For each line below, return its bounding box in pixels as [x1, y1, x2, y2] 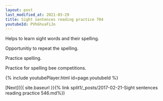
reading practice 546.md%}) [5, 90, 65, 96]
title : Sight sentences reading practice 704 [5, 17, 103, 22]
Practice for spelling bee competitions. [5, 65, 87, 71]
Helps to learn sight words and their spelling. [5, 36, 99, 42]
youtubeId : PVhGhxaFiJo [5, 21, 56, 27]
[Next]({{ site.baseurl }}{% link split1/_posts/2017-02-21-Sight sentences [5, 85, 158, 91]
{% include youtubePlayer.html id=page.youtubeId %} [5, 75, 119, 81]
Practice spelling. [5, 55, 42, 61]
